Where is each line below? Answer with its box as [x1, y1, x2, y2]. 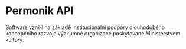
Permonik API [5, 4, 74, 18]
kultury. [5, 36, 24, 43]
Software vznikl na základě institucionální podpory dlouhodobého [5, 24, 165, 31]
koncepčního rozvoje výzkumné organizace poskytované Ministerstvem [5, 30, 181, 37]
